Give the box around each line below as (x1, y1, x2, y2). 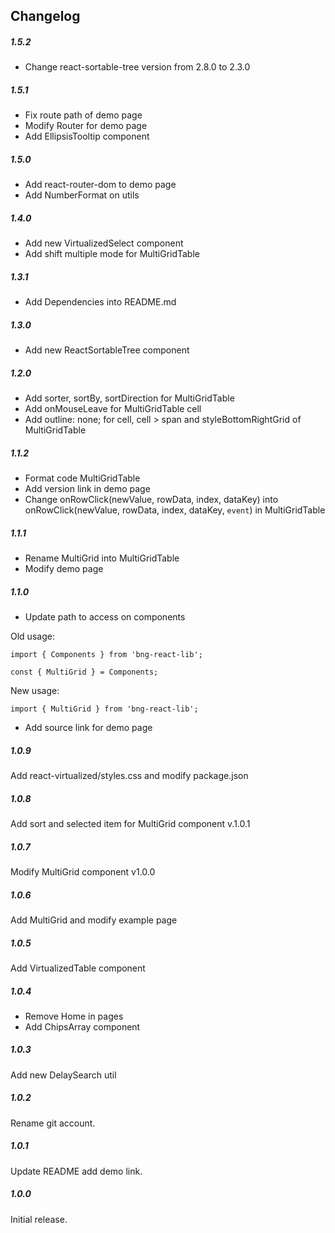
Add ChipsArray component (24, 1020, 141, 1033)
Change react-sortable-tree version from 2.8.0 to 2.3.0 (24, 61, 251, 73)
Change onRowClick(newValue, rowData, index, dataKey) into (24, 494, 279, 506)
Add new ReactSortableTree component (24, 344, 190, 356)
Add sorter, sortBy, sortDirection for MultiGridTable (24, 392, 235, 404)
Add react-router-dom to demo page (24, 179, 177, 191)
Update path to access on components (24, 611, 186, 623)
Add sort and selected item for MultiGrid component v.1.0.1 (10, 818, 251, 830)
